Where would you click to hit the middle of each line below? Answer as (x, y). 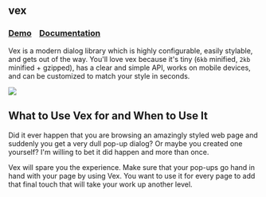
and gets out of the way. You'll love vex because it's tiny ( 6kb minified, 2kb (129, 59)
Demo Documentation (55, 33)
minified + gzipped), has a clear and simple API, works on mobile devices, (129, 68)
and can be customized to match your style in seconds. (99, 75)
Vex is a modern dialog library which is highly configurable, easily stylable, (131, 50)
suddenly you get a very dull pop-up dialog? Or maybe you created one (125, 143)
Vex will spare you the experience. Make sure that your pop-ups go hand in (131, 167)
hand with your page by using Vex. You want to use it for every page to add (132, 176)
